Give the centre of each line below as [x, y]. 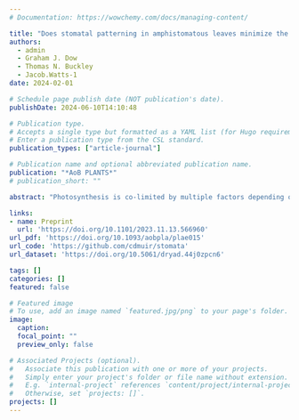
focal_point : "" [47, 336]
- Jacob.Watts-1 [47, 75]
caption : [33, 328]
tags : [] [25, 271]
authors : [25, 42]
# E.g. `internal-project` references [85, 385]
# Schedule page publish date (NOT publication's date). [117, 99]
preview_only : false [55, 344]
